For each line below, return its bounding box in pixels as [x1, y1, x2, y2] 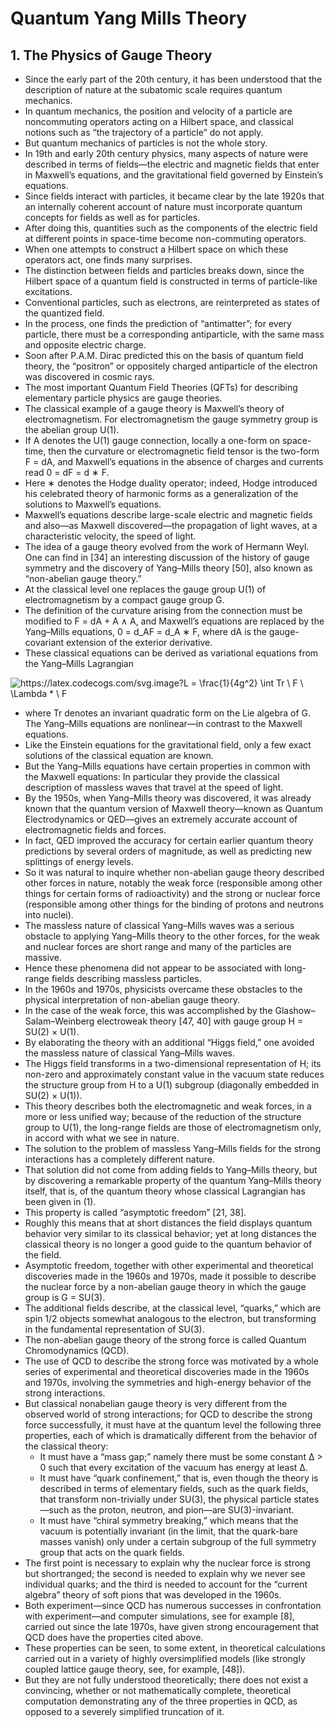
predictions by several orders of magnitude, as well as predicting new [24, 845, 312, 857]
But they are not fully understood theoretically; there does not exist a [24, 1674, 309, 1686]
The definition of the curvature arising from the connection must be [24, 605, 303, 616]
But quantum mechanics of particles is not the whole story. [24, 137, 268, 149]
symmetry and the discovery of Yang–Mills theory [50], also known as [24, 562, 313, 574]
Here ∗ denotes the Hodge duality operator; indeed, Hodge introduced [24, 477, 318, 489]
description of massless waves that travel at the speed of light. [24, 782, 284, 793]
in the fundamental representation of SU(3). [24, 1323, 205, 1335]
